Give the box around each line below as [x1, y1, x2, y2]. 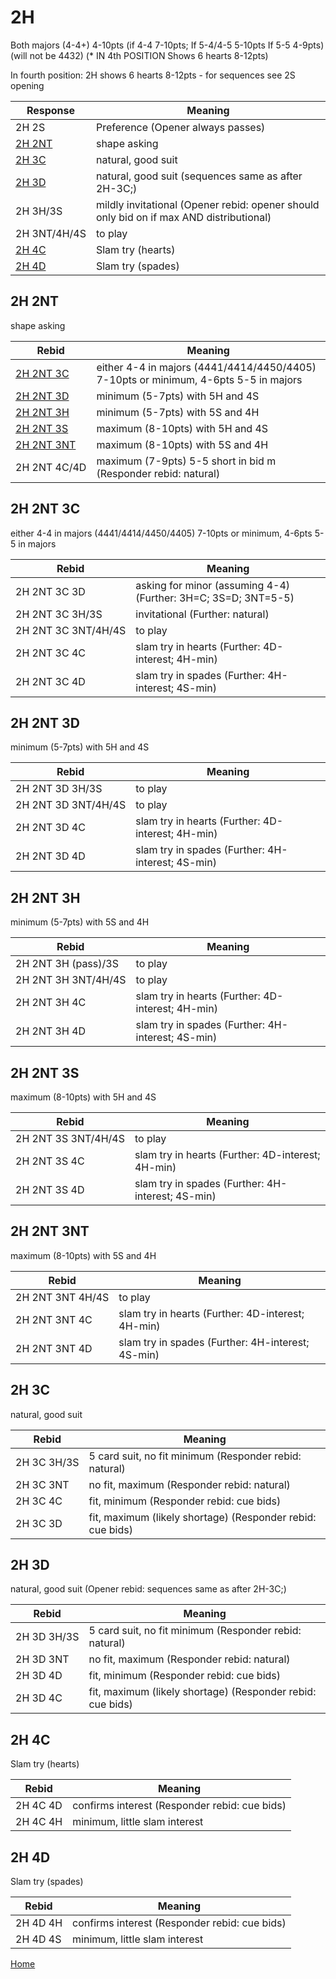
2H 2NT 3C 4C [15, 646, 87, 660]
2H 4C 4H [15, 1815, 63, 1829]
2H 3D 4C [15, 1691, 63, 1705]
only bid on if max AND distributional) [95, 210, 272, 224]
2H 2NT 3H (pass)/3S [15, 957, 119, 971]
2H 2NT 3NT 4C [15, 1312, 93, 1326]
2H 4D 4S [15, 1932, 62, 1946]
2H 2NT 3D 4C [15, 821, 86, 835]
